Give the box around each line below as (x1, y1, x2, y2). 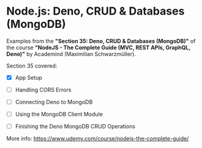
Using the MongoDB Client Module (15, 111, 103, 118)
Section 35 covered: (6, 62, 58, 69)
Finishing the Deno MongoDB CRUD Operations (15, 123, 136, 130)
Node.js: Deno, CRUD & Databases (6, 4, 185, 18)
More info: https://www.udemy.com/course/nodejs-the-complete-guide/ (6, 135, 189, 143)
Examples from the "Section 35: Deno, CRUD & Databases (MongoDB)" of (6, 37, 196, 44)
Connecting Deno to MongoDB (15, 99, 93, 106)
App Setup (15, 74, 43, 81)
